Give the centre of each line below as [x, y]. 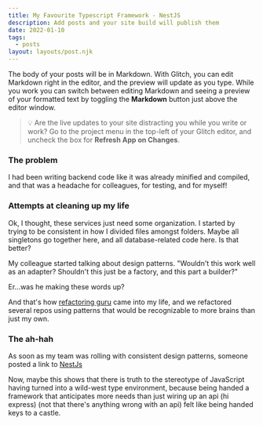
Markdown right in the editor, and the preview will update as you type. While [131, 82]
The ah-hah [31, 339]
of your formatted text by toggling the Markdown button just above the [123, 99]
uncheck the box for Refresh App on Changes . [104, 140]
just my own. [29, 318]
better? [20, 248]
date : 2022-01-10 [37, 30]
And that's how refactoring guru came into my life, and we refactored [120, 302]
